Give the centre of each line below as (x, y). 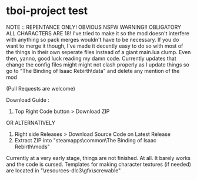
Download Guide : (28, 100)
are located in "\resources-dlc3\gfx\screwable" (64, 170)
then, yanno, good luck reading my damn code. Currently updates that (91, 58)
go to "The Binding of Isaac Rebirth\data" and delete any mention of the (93, 71)
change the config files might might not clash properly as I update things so (98, 64)
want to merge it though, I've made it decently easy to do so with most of (95, 46)
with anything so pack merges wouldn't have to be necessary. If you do (93, 39)
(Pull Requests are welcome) (41, 88)
